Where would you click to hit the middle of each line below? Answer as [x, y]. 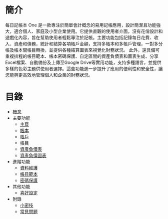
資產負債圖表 [33, 155]
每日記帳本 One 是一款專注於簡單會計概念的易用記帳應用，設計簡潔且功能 [81, 25]
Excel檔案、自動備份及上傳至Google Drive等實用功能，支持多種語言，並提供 [83, 62]
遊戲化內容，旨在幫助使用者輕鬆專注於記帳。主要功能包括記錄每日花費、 [79, 37]
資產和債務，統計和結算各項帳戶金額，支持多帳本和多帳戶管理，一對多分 [88, 43]
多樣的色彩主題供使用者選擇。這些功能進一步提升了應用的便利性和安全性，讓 [84, 68]
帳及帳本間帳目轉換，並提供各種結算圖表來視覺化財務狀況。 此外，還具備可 [82, 50]
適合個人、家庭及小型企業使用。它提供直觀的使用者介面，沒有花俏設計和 [88, 31]
